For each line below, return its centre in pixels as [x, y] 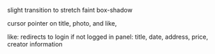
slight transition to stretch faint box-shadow [70, 10]
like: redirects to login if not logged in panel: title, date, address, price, [108, 37]
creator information [35, 44]
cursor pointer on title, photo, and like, [62, 23]
